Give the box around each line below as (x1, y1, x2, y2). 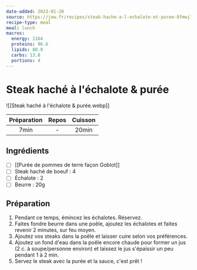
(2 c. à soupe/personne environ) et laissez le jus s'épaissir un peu (14, 245, 174, 252)
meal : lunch (6, 25, 35, 31)
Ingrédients (6, 146, 49, 156)
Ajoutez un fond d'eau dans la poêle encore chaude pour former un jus (14, 239, 186, 246)
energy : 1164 (11, 36, 43, 42)
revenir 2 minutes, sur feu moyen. (14, 227, 96, 234)
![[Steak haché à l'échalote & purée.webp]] (6, 102, 110, 109)
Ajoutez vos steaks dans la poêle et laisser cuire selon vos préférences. (14, 233, 188, 240)
